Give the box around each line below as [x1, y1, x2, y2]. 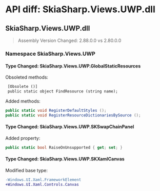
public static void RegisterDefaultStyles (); [5, 108, 107, 113]
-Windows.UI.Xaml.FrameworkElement [5, 177, 82, 182]
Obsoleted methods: [5, 74, 49, 80]
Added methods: [5, 98, 41, 104]
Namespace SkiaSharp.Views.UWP [5, 50, 96, 57]
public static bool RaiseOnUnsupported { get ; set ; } [5, 145, 123, 150]
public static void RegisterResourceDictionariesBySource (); [5, 112, 141, 118]
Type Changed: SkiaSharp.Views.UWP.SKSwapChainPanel [5, 124, 134, 130]
